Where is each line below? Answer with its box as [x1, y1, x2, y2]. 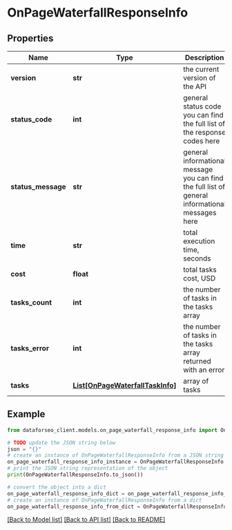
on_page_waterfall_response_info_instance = [7, 458, 137, 466]
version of [182, 73, 216, 82]
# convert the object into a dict [7, 484, 107, 491]
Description [184, 53, 224, 62]
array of [182, 377, 209, 386]
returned [182, 357, 212, 366]
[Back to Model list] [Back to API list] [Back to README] [7, 515, 166, 524]
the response [182, 128, 226, 137]
